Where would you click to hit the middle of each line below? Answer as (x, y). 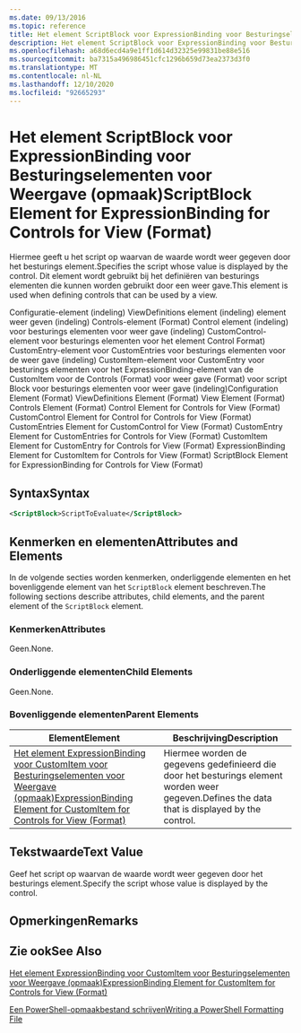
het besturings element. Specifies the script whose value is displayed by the (149, 266)
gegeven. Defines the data (218, 797)
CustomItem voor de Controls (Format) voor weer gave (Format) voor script (148, 379)
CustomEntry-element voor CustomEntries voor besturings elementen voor (148, 351)
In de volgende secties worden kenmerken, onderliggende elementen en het (150, 577)
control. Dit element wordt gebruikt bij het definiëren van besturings (134, 276)
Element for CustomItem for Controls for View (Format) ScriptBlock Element (149, 456)
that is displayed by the (212, 809)
